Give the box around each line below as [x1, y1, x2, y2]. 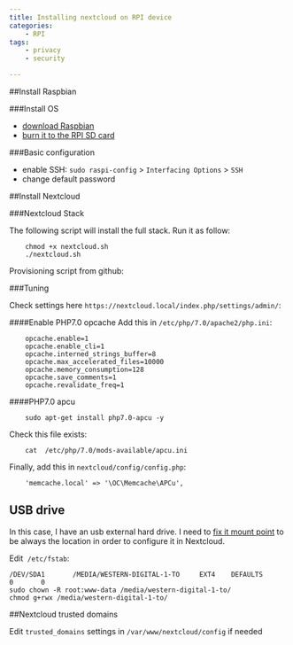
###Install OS [9, 104, 59, 113]
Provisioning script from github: [9, 266, 124, 276]
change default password [21, 174, 116, 184]
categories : [9, 21, 53, 30]
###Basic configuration [9, 147, 96, 158]
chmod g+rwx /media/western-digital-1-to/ [9, 593, 168, 602]
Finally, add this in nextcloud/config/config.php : [9, 462, 187, 472]
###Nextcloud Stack [9, 208, 85, 218]
